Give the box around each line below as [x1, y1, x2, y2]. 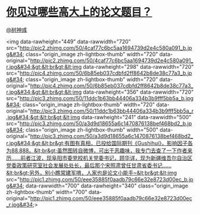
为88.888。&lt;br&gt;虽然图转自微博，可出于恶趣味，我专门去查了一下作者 [6, 146, 187, 154]
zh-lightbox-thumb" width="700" [6, 188, 87, 196]
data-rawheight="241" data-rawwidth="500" [81, 113, 192, 120]
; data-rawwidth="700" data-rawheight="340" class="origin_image [23, 182, 189, 189]
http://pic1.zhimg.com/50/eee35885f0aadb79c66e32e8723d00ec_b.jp [20, 175, 193, 183]
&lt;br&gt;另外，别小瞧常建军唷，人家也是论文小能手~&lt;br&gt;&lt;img [6, 169, 177, 176]
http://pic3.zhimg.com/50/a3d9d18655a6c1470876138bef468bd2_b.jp [20, 120, 192, 127]
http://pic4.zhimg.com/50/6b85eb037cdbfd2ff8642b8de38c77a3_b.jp [20, 69, 192, 76]
